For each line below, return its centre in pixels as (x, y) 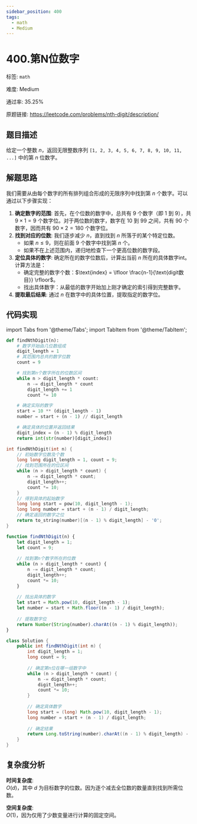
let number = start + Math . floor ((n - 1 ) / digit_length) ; (91, 608)
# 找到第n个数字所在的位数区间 (49, 373)
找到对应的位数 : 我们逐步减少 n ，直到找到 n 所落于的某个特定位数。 (96, 235)
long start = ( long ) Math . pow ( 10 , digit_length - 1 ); (95, 712)
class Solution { (27, 641)
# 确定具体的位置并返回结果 (46, 427)
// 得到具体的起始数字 (41, 498)
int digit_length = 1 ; (55, 652)
